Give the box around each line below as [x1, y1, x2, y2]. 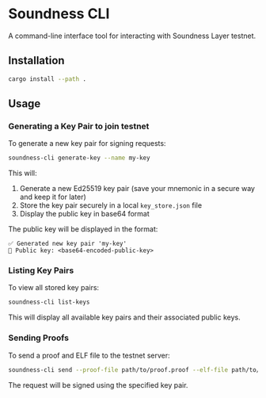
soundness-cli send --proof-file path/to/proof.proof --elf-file [8, 365, 228, 373]
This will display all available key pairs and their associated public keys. [8, 312, 241, 322]
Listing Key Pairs [8, 265, 74, 276]
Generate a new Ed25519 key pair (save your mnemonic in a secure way [19, 184, 256, 193]
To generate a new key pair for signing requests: [8, 139, 166, 148]
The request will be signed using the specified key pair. [8, 380, 188, 389]
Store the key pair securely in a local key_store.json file [19, 201, 203, 210]
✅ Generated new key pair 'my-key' [8, 239, 127, 248]
